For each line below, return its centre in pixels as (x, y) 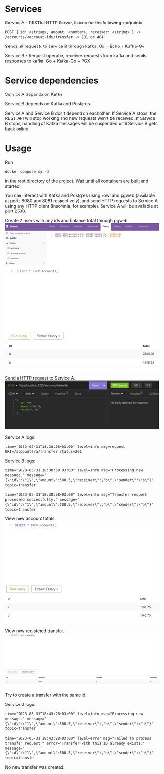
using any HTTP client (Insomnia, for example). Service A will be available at (82, 206)
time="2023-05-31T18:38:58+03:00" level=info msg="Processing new (74, 470)
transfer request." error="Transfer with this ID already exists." (75, 743)
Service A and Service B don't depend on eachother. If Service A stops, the (81, 113)
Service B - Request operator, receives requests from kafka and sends (76, 55)
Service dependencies (52, 81)
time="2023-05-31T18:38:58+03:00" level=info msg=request (65, 447)
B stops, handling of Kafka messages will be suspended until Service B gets (81, 123)
